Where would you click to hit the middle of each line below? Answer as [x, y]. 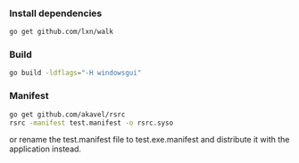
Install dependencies [56, 13]
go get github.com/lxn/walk [62, 32]
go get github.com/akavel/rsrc [67, 114]
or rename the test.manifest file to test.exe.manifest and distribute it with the [149, 140]
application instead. [46, 149]
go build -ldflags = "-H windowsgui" [75, 73]
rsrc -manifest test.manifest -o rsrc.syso [91, 123]
